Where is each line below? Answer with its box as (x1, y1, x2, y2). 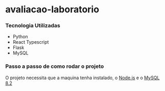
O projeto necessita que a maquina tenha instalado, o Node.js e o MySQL (5, 75, 160, 81)
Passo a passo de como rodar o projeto (5, 63, 104, 70)
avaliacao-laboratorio (5, 4, 99, 15)
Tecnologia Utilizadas (5, 22, 60, 29)
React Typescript (12, 39, 49, 45)
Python (12, 33, 28, 40)
